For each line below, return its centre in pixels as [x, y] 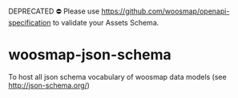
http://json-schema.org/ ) [49, 85]
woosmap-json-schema [90, 55]
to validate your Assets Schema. [106, 23]
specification [30, 23]
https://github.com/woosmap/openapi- [165, 11]
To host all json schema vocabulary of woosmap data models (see [117, 76]
